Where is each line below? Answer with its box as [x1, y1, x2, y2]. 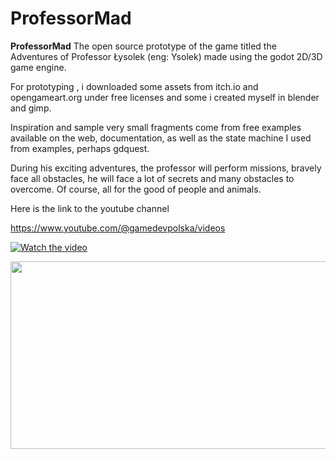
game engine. [10, 61, 67, 73]
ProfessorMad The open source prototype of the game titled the [10, 40, 277, 52]
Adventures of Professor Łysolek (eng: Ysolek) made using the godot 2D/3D [10, 50, 323, 62]
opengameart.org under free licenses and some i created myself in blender [10, 91, 320, 103]
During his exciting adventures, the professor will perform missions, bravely [10, 162, 322, 174]
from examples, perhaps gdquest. [10, 142, 150, 154]
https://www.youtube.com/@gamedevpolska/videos [10, 222, 226, 234]
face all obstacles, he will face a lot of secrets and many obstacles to [10, 172, 295, 184]
